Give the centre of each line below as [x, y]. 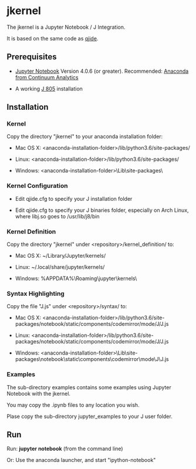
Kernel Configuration [37, 186]
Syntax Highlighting [36, 293]
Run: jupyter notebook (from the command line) [65, 449]
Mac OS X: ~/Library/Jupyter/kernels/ [60, 256]
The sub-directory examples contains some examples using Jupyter [89, 387]
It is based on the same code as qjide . [53, 38]
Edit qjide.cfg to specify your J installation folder [74, 198]
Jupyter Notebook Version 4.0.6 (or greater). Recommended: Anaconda [102, 71]
